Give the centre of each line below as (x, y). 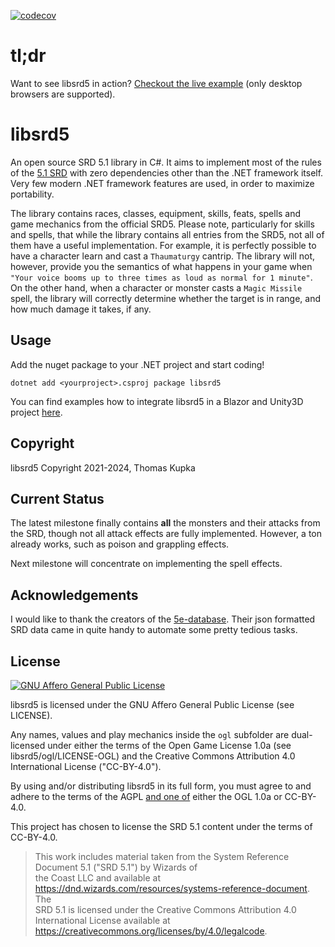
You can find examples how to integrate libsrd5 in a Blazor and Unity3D (157, 401)
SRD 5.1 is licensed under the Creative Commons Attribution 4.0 (165, 909)
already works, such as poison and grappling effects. (120, 544)
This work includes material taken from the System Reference (162, 856)
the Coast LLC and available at (97, 877)
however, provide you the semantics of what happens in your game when (161, 266)
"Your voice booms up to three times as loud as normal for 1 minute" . (161, 277)
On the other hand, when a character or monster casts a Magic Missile (156, 287)
